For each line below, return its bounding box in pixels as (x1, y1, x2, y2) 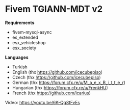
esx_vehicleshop (12, 39, 46, 45)
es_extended (12, 34, 38, 40)
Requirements (5, 20, 35, 26)
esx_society (12, 45, 37, 51)
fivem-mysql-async (12, 29, 52, 35)
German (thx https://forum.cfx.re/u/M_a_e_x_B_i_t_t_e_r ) (12, 80, 126, 85)
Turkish (12, 64, 28, 70)
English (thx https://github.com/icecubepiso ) (12, 69, 103, 75)
